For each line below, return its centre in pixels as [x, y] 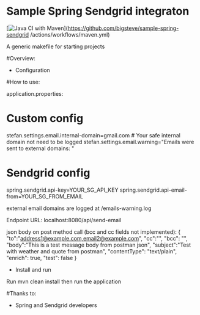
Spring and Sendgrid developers [56, 305]
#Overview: [21, 58]
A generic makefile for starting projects [56, 46]
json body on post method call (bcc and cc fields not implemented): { [94, 232]
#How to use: [23, 82]
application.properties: [35, 93]
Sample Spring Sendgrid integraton [98, 11]
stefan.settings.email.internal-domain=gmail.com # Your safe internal [93, 135]
